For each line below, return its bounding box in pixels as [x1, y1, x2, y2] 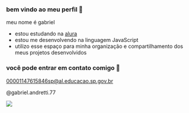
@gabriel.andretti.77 [6, 89, 56, 96]
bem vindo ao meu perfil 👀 [6, 5, 83, 14]
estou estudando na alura [14, 30, 78, 37]
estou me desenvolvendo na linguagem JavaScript [14, 37, 139, 44]
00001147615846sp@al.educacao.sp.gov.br [6, 77, 114, 85]
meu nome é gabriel [6, 19, 55, 26]
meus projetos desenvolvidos [14, 49, 87, 56]
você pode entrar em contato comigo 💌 [6, 64, 120, 72]
